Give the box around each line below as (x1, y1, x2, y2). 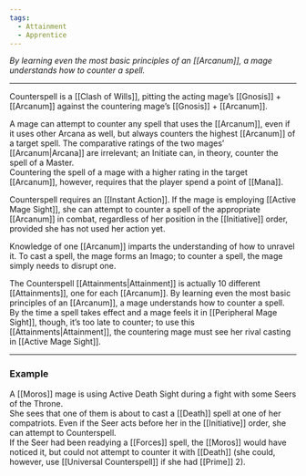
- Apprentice (17, 30, 67, 39)
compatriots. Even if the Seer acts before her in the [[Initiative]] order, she (9, 417, 287, 429)
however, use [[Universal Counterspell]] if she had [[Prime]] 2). (9, 456, 246, 467)
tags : (9, 13, 30, 23)
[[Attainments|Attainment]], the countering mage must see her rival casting (9, 326, 291, 337)
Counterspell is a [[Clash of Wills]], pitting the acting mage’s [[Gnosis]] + (9, 91, 281, 102)
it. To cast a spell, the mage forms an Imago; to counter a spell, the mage (9, 251, 283, 262)
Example (9, 367, 49, 380)
